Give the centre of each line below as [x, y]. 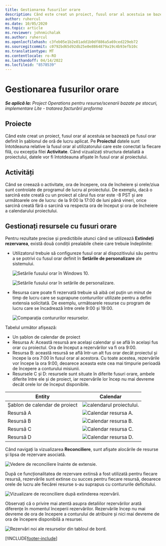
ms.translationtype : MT [30, 51]
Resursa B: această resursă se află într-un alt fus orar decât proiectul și [85, 352]
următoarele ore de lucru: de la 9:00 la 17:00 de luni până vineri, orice [76, 200]
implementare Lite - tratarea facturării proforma [54, 108]
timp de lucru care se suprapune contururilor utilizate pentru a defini [82, 298]
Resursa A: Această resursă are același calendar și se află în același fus [85, 342]
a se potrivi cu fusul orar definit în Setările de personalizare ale [77, 258]
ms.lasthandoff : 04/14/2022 [34, 60]
